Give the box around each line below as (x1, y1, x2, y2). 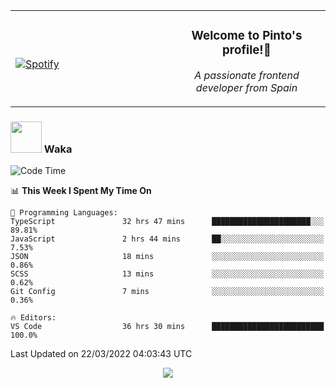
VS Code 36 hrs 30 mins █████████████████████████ (10, 322, 325, 332)
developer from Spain (195, 80, 298, 94)
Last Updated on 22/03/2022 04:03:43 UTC (10, 348, 193, 360)
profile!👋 (222, 42, 272, 58)
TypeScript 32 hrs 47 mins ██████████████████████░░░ (10, 217, 325, 227)
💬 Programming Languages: (10, 208, 118, 218)
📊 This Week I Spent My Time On (10, 185, 152, 197)
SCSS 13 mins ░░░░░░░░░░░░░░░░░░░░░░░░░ (10, 269, 325, 279)
